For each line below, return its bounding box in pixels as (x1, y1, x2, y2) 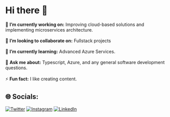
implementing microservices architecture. (5, 26, 93, 33)
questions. (5, 65, 28, 71)
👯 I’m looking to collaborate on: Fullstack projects (5, 38, 111, 44)
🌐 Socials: (5, 93, 39, 101)
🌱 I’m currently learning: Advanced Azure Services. (5, 48, 116, 54)
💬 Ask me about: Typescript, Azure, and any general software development (5, 59, 165, 65)
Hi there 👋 (5, 5, 48, 16)
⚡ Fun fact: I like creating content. (5, 76, 77, 82)
